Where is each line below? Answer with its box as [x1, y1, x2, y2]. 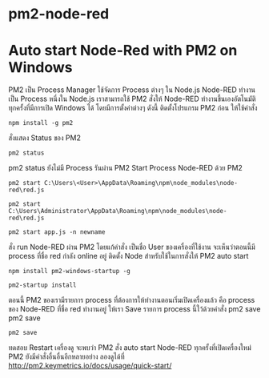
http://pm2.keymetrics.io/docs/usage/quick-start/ [8, 361, 172, 371]
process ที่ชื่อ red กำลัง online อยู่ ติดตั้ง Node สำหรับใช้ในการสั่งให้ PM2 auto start [8, 251, 249, 261]
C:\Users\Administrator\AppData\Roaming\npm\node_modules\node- [8, 207, 227, 215]
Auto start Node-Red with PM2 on [8, 42, 238, 60]
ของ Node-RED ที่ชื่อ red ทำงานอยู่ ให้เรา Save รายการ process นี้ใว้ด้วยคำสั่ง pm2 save [8, 304, 261, 314]
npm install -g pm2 [8, 119, 74, 127]
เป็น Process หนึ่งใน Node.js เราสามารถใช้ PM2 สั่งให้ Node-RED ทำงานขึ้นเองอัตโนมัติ [8, 94, 256, 104]
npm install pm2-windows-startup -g [8, 267, 130, 275]
